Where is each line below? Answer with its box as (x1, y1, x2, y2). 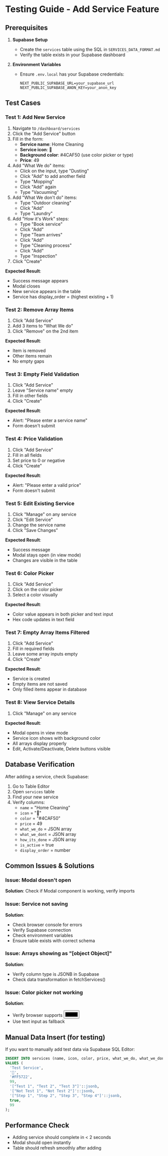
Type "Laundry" (19, 210, 53, 216)
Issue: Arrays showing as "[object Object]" (5, 950, 112, 957)
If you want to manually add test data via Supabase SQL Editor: (5, 1046, 135, 1052)
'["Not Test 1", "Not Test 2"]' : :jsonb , (9, 1088, 95, 1094)
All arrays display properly (12, 740, 66, 746)
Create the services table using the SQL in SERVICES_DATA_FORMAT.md (19, 47, 160, 52)
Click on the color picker (12, 587, 63, 593)
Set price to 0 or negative (12, 457, 65, 463)
